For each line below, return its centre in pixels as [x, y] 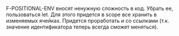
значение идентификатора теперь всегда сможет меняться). [82, 27]
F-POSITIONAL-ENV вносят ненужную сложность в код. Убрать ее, [89, 8]
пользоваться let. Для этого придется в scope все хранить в [82, 15]
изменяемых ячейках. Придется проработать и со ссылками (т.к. [88, 21]
